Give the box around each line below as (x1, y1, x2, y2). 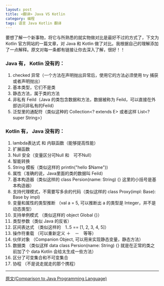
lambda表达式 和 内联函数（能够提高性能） (12, 140, 99, 146)
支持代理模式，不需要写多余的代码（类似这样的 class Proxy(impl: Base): (12, 188, 156, 195)
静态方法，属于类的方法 (12, 90, 60, 96)
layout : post (5, 7, 32, 12)
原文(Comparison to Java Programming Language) (5, 275, 107, 281)
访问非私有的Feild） (17, 103, 57, 108)
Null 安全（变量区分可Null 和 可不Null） (12, 152, 94, 158)
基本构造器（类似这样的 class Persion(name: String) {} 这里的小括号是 (12, 176, 152, 182)
